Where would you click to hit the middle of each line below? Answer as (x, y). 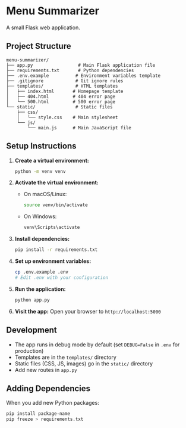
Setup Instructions (41, 146)
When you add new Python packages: (53, 403)
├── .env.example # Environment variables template (83, 76)
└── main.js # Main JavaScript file (80, 128)
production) (29, 351)
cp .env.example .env (41, 272)
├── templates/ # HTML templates (62, 86)
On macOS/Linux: (45, 194)
